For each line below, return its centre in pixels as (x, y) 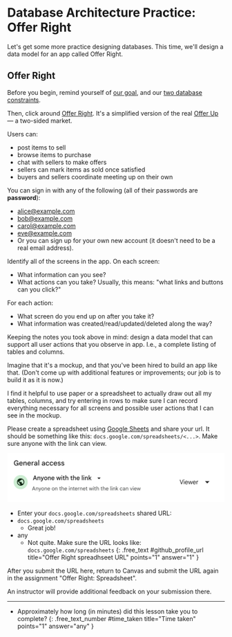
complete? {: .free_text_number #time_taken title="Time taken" (106, 619)
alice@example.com (46, 211)
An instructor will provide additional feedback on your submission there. (109, 592)
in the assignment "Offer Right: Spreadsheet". (72, 578)
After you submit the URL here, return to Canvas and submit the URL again (113, 571)
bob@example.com (45, 218)
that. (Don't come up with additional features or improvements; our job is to (114, 373)
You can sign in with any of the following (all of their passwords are (103, 190)
